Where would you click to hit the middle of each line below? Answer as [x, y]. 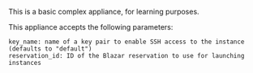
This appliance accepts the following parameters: [91, 27]
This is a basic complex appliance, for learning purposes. [104, 12]
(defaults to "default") [50, 49]
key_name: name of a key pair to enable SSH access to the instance [126, 42]
